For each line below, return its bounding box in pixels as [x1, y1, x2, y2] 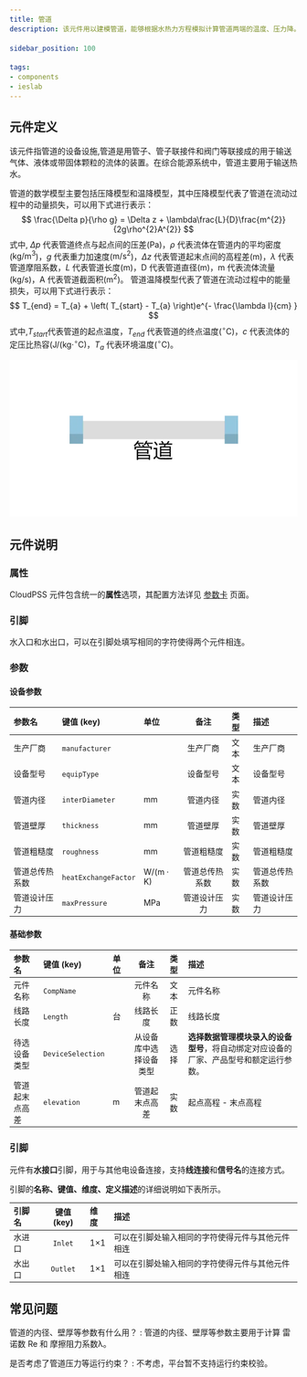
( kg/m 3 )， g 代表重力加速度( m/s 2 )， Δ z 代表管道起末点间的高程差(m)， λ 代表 [9, 249, 294, 262]
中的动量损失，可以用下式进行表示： [16, 199, 153, 210]
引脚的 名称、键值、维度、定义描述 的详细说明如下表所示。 [9, 1183, 226, 1194]
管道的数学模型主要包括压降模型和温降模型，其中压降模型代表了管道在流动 [9, 187, 290, 198]
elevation [43, 1098, 80, 1108]
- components [9, 73, 59, 82]
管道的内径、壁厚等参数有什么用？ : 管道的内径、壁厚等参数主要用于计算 [9, 1327, 281, 1338]
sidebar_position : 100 [9, 44, 96, 53]
